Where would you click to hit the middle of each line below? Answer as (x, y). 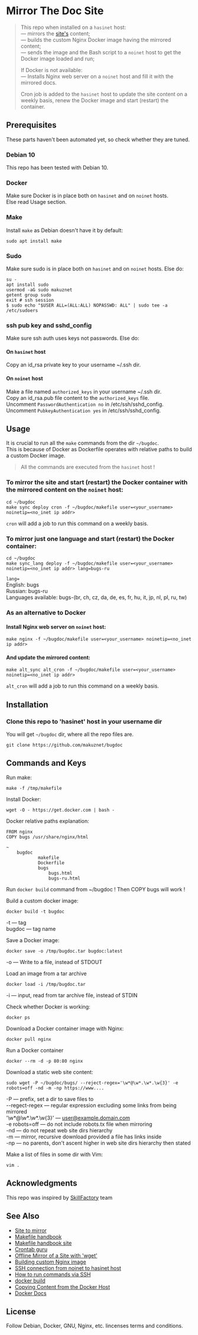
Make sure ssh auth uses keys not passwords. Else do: (73, 338)
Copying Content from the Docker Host (62, 1287)
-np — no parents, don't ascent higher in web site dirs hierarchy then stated (98, 1143)
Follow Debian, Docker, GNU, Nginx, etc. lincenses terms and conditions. (95, 1326)
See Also (23, 1216)
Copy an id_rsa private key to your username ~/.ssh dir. (73, 365)
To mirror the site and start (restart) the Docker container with (97, 483)
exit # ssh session (30, 300)
